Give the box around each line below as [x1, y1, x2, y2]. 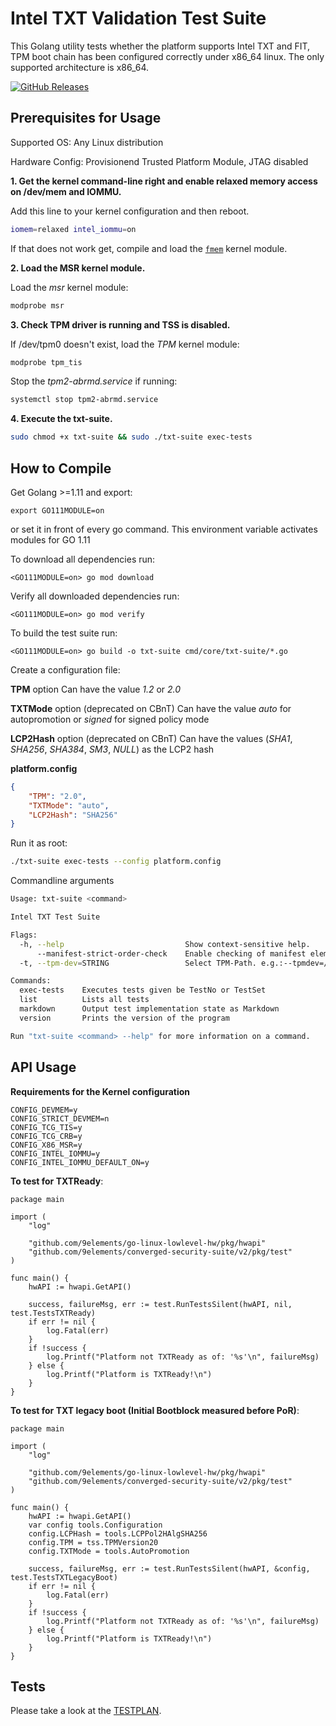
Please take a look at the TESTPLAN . [10, 1705, 162, 1717]
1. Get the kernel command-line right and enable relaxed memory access [10, 175, 318, 187]
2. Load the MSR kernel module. [10, 262, 146, 274]
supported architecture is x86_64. [10, 61, 150, 73]
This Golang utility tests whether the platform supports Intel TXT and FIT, [10, 40, 311, 52]
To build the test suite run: [10, 627, 118, 639]
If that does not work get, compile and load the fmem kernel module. [10, 242, 288, 254]
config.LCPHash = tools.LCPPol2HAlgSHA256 [28, 1528, 208, 1539]
